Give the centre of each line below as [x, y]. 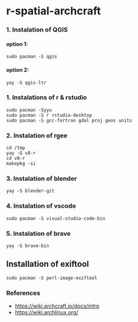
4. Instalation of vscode [41, 206]
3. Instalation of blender [42, 179]
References [23, 293]
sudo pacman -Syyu [29, 110]
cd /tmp [16, 148]
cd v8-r [16, 159]
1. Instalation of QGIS [37, 30]
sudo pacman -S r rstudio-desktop [49, 115]
